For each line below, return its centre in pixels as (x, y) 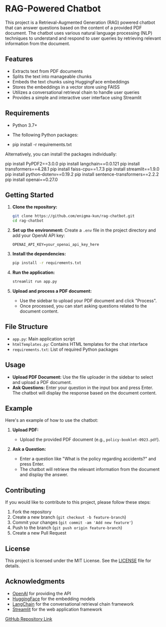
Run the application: (34, 272)
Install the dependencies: (39, 254)
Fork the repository (32, 512)
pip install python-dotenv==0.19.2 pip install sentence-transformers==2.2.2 (82, 174)
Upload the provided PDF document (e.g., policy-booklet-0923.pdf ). (90, 440)
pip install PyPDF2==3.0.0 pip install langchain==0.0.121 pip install (73, 163)
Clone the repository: (35, 207)
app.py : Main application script (44, 339)
